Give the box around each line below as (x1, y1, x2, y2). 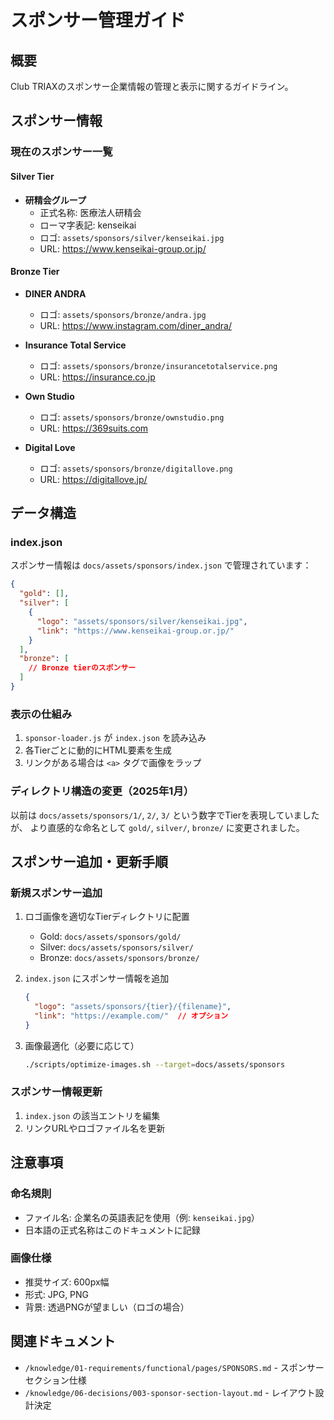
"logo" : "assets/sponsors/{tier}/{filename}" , (34, 1002, 232, 1012)
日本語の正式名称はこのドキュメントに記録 (24, 1224, 201, 1236)
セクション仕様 (24, 1374, 87, 1386)
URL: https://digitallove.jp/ (39, 473, 148, 485)
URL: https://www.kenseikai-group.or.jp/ (39, 242, 207, 255)
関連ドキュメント (10, 1333, 116, 1350)
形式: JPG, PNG (24, 1288, 90, 1300)
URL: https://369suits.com (39, 422, 149, 434)
